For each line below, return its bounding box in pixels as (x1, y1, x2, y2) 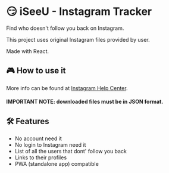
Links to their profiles (14, 154, 67, 161)
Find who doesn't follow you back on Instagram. (6, 24, 124, 32)
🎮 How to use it (6, 66, 67, 76)
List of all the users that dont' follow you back (14, 148, 127, 155)
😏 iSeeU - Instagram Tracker (6, 5, 152, 18)
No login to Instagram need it (14, 141, 86, 149)
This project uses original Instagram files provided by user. (6, 36, 150, 43)
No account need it (14, 135, 62, 142)
